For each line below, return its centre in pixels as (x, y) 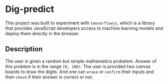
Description (24, 49)
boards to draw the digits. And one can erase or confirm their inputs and (79, 72)
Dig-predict (30, 9)
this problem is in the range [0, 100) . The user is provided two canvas (78, 66)
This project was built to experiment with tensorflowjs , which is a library (80, 23)
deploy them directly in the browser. (42, 33)
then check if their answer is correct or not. (49, 77)
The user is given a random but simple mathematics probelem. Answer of (81, 61)
